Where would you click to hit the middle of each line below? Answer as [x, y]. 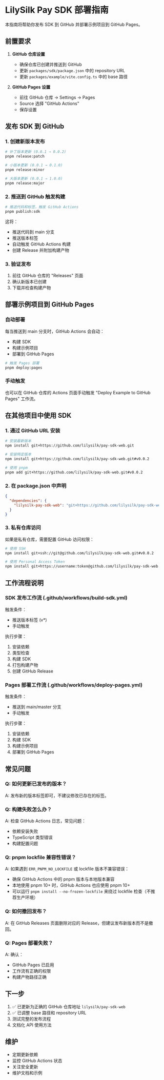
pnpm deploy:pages [24, 367]
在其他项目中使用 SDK [38, 416]
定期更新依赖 [25, 1054]
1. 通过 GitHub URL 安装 [33, 431]
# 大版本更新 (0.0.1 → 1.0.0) [34, 179]
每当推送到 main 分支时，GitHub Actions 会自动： [55, 331]
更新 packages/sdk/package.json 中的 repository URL [72, 70]
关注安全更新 [25, 1066]
